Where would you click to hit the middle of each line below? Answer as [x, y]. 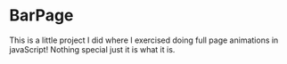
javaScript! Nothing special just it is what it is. [92, 49]
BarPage [41, 16]
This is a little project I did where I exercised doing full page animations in [144, 40]
